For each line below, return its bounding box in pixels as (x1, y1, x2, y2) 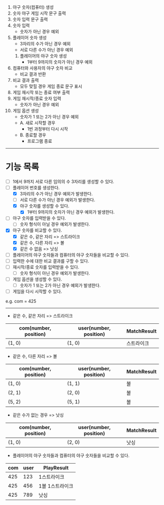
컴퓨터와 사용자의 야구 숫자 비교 (12, 65, 73, 71)
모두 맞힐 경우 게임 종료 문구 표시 (19, 83, 82, 89)
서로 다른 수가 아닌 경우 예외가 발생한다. (19, 197, 95, 203)
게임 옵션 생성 (12, 108, 39, 113)
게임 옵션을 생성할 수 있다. (12, 276, 62, 282)
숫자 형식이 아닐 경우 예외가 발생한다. (19, 221, 91, 227)
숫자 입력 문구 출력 (12, 17, 48, 22)
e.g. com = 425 (5, 299, 36, 304)
